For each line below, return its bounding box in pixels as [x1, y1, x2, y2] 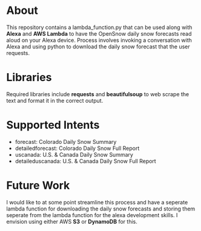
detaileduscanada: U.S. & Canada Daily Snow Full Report [15, 157, 156, 164]
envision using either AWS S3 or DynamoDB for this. [6, 218, 137, 225]
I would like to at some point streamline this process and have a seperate [6, 198, 188, 206]
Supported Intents [6, 119, 100, 132]
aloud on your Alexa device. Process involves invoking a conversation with [6, 36, 193, 44]
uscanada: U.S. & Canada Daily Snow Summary [15, 151, 133, 158]
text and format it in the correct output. [6, 97, 104, 104]
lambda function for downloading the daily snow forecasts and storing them [6, 205, 196, 212]
